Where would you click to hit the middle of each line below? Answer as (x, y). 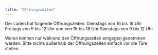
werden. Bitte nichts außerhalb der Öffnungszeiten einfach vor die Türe (76, 43)
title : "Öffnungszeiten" (30, 9)
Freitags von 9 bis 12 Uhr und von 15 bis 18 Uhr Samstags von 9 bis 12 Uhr (79, 28)
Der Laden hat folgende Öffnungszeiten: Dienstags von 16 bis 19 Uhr (74, 23)
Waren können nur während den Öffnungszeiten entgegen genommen (75, 38)
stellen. (12, 48)
